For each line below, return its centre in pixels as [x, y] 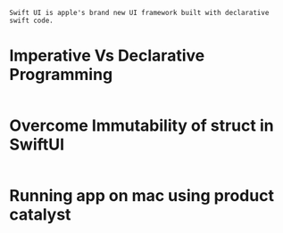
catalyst [40, 215]
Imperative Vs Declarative [107, 56]
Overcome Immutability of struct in [141, 126]
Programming [61, 75]
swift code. [31, 20]
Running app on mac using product [142, 196]
